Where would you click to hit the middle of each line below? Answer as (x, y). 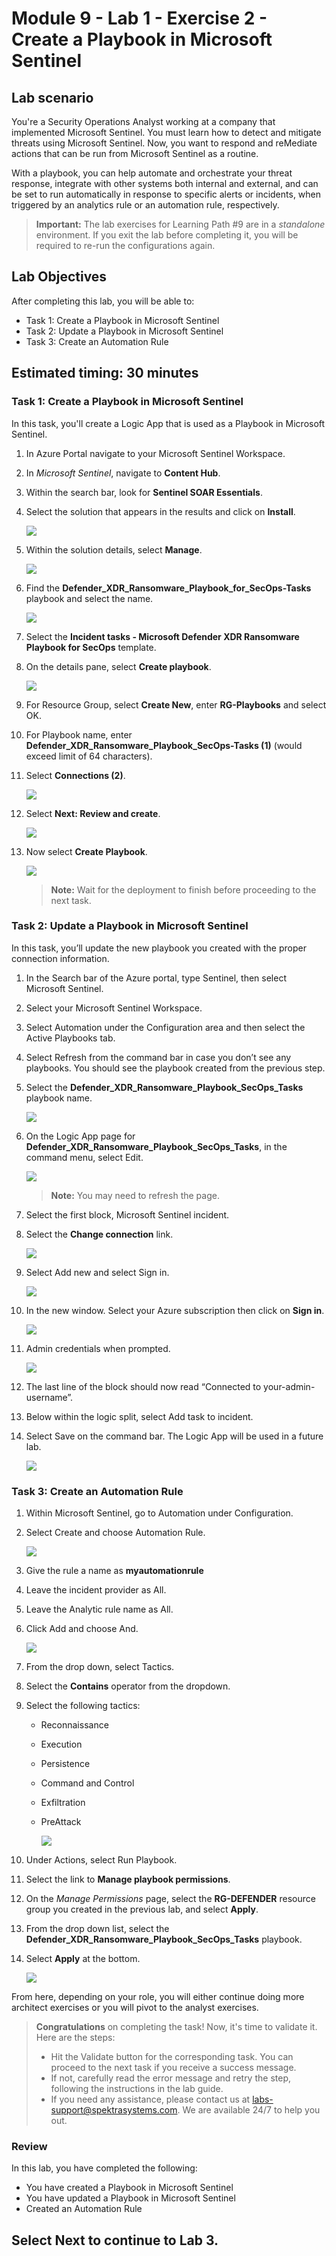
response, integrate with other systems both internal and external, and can (165, 183)
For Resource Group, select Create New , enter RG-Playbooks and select (176, 704)
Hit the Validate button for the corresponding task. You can (172, 2057)
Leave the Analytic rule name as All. (99, 1609)
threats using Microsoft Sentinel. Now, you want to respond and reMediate (164, 143)
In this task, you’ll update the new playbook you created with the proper (159, 948)
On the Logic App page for (80, 1136)
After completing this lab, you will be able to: (103, 301)
